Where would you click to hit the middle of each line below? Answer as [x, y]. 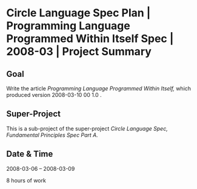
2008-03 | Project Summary [79, 52]
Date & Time [30, 154]
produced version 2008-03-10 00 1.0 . [54, 95]
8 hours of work [26, 180]
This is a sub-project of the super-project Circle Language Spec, [87, 128]
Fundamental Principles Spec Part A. [52, 135]
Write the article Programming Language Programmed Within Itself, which [99, 88]
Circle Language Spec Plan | [78, 13]
